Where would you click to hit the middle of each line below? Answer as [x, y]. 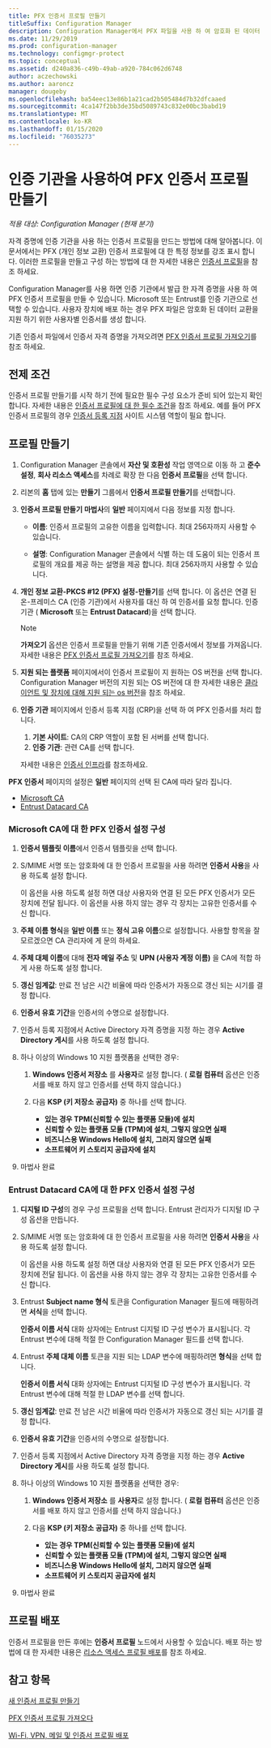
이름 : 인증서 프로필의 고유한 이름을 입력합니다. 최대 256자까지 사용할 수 [144, 527]
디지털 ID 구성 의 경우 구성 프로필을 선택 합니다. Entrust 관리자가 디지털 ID [135, 1209]
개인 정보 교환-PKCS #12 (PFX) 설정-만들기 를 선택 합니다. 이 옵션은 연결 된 [138, 592]
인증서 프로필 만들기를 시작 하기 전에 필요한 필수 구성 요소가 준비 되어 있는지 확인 [135, 395]
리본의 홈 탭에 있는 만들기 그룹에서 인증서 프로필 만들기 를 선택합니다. [128, 493]
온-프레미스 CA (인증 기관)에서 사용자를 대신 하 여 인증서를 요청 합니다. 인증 [139, 602]
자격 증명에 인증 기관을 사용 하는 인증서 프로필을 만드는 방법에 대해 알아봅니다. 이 [135, 241]
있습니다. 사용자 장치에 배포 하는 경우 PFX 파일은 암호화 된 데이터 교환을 [145, 308]
